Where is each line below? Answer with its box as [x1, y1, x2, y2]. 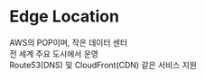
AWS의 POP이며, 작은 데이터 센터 [9, 37, 128, 48]
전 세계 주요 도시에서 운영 [9, 48, 99, 59]
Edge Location [9, 6, 120, 27]
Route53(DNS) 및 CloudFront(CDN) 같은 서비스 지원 [9, 59, 197, 70]
